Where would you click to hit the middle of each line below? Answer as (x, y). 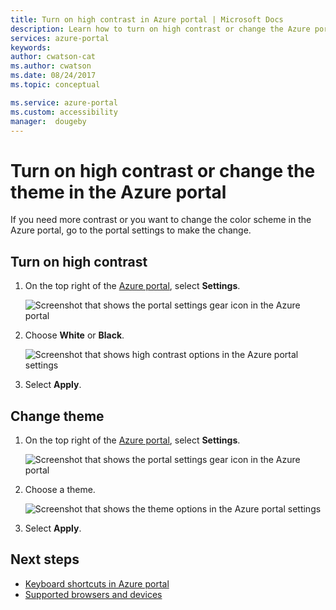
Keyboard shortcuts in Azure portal (97, 583)
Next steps (45, 559)
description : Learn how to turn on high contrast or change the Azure (160, 29)
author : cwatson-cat (53, 57)
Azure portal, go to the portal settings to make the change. (131, 230)
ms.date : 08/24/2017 (53, 76)
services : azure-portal (60, 38)
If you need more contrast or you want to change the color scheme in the (161, 220)
